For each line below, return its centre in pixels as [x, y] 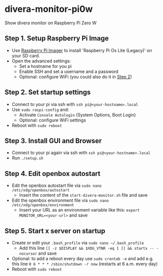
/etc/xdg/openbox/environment [43, 205]
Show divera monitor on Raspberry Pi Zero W [51, 23]
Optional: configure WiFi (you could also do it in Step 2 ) [75, 77]
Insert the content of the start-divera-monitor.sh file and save [83, 195]
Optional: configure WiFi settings [53, 120]
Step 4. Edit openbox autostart [53, 174]
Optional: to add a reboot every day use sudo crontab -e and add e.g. [83, 258]
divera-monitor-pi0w [49, 9]
